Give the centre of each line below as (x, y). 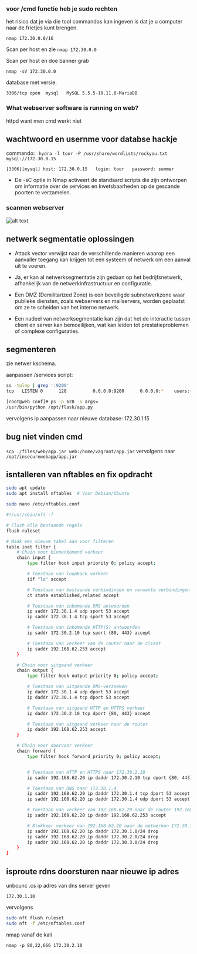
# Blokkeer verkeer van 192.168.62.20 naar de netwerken (98, 826)
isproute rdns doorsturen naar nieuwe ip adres (93, 872)
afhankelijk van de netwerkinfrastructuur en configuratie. (83, 283)
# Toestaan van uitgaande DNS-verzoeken (77, 687)
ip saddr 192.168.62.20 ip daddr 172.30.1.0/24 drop (93, 831)
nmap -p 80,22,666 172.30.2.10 (44, 945)
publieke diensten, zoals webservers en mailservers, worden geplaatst (100, 301)
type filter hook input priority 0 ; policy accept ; (92, 563)
